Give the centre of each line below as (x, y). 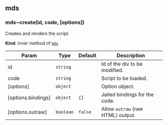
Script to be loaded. (124, 78)
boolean (65, 112)
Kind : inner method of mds (32, 43)
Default (87, 55)
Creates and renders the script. (37, 33)
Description (131, 55)
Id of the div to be (122, 63)
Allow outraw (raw (122, 108)
